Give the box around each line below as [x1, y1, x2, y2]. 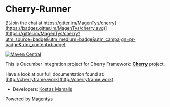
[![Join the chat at [5, 20, 43, 26]
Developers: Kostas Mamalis [12, 86, 72, 92]
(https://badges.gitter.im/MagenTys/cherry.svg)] [5, 25, 107, 31]
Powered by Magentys [5, 96, 53, 102]
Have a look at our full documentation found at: [5, 70, 105, 77]
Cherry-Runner [5, 3, 71, 15]
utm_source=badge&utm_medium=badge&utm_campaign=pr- [5, 36, 136, 42]
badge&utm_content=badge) [5, 41, 66, 47]
